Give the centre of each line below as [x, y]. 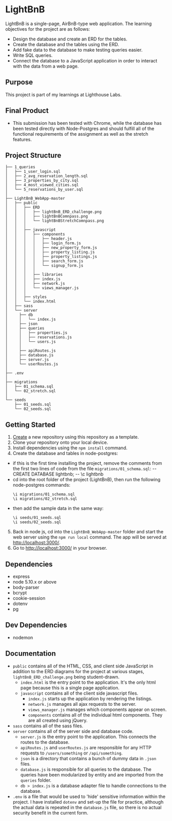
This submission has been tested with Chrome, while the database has [87, 123]
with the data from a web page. [46, 66]
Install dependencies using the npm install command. [70, 448]
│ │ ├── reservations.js [39, 337]
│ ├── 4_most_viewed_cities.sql [42, 185]
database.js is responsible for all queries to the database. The [86, 769]
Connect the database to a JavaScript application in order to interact [85, 60]
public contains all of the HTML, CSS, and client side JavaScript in [83, 666]
